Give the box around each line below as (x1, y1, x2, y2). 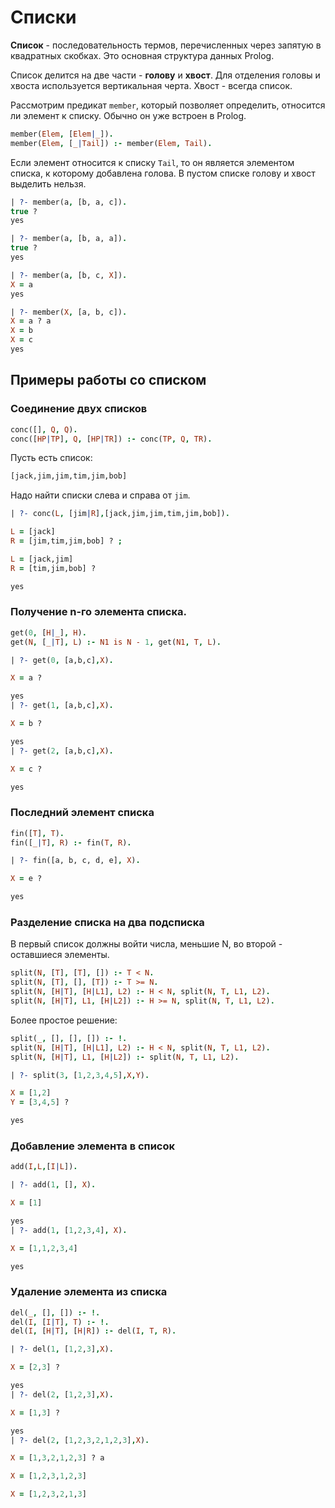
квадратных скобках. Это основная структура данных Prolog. (10, 49, 275, 61)
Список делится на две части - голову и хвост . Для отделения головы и (10, 69, 321, 81)
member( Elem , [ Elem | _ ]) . (10, 129, 114, 139)
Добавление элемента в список (10, 1139, 176, 1153)
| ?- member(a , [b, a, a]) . (10, 234, 128, 244)
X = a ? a (10, 316, 52, 326)
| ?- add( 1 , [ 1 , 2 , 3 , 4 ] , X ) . (10, 1225, 128, 1235)
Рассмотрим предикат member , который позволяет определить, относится (10, 99, 326, 111)
